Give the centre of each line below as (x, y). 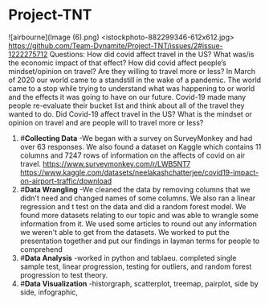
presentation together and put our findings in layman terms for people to (140, 241)
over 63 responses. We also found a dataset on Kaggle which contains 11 (141, 146)
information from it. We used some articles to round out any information (138, 224)
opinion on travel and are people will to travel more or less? (106, 122)
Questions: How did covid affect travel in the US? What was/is (152, 54)
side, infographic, (49, 292)
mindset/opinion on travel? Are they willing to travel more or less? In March (132, 71)
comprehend (41, 249)
